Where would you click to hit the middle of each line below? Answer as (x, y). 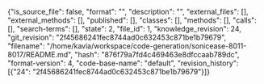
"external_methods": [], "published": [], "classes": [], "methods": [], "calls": (132, 20)
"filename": (26, 46)
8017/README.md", (40, 55)
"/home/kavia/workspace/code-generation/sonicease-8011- (147, 46)
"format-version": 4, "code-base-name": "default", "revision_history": (123, 63)
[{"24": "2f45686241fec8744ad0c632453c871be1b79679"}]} (109, 71)
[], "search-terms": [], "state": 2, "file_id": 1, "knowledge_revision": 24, (124, 29)
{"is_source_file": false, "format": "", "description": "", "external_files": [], (128, 12)
